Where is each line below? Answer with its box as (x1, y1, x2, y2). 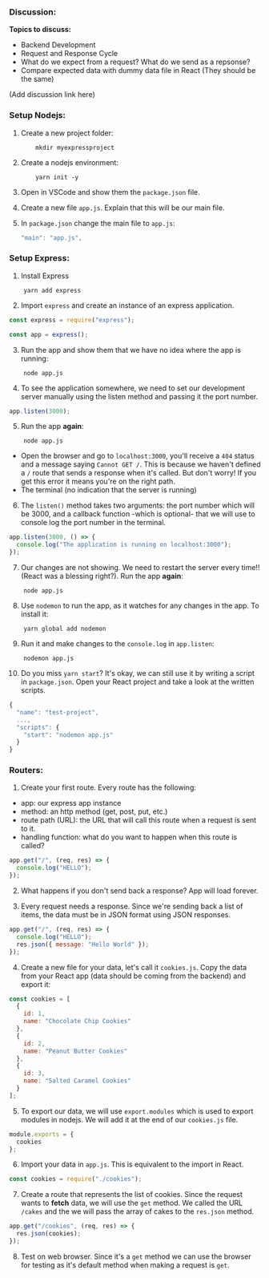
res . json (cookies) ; (16, 1230, 82, 1238)
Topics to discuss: (9, 25, 71, 34)
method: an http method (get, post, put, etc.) (20, 807, 168, 816)
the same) (20, 75, 54, 84)
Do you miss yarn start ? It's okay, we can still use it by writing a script (20, 669, 255, 678)
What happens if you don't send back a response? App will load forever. (20, 886, 259, 896)
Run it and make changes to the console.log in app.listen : (20, 639, 215, 649)
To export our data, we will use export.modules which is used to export (20, 1106, 254, 1116)
